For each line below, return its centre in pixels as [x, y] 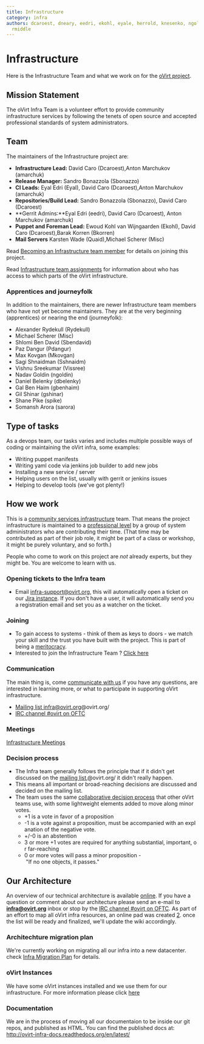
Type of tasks [32, 426]
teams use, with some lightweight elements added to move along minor [104, 804]
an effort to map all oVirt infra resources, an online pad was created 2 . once [101, 915]
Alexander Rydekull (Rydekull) [53, 330]
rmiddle [22, 29]
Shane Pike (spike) [39, 401]
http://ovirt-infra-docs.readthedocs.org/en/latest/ [68, 1034]
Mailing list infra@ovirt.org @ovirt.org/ [62, 707]
